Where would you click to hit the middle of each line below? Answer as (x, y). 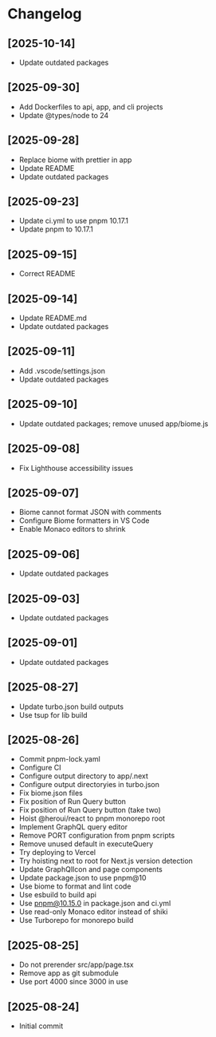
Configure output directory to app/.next (84, 776)
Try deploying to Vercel (57, 853)
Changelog (45, 14)
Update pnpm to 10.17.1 (56, 229)
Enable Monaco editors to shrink (72, 529)
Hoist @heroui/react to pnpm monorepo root (92, 818)
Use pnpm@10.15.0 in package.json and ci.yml (95, 904)
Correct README (47, 274)
